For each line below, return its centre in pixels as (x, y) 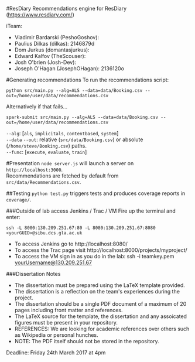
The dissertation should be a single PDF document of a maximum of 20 (100, 304)
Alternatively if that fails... (37, 107)
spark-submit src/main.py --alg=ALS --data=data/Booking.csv (82, 117)
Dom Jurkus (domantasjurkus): (52, 50)
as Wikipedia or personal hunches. (56, 335)
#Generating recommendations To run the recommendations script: (88, 80)
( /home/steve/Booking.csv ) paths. (46, 146)
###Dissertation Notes (33, 274)
